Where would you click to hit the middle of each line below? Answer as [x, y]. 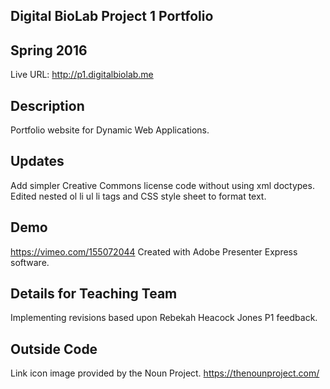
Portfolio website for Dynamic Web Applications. [110, 130]
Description [47, 105]
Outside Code [54, 349]
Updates [37, 161]
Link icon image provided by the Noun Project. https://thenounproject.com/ [165, 373]
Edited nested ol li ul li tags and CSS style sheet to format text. [138, 196]
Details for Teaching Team [94, 294]
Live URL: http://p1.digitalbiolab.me [82, 75]
